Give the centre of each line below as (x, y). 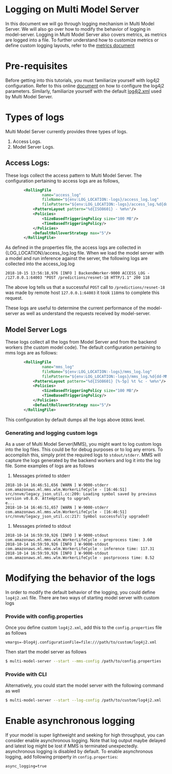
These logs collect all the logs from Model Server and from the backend (81, 342)
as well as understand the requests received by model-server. (85, 313)
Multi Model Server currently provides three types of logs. (67, 131)
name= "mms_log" (58, 367)
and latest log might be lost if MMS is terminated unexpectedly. (72, 746)
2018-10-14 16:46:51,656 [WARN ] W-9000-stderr (57, 485)
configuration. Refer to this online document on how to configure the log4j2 (85, 86)
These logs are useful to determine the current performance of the (76, 308)
